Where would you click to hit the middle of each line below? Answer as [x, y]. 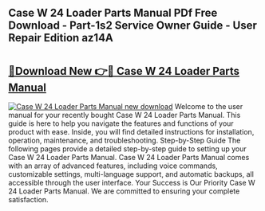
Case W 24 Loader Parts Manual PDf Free [113, 13]
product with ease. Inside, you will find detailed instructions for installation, [131, 132]
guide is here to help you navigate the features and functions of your [121, 123]
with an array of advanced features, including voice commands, [113, 166]
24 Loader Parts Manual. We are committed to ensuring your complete [124, 191]
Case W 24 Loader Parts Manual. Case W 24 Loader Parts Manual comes [129, 157]
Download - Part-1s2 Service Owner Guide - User [132, 26]
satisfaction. [29, 199]
